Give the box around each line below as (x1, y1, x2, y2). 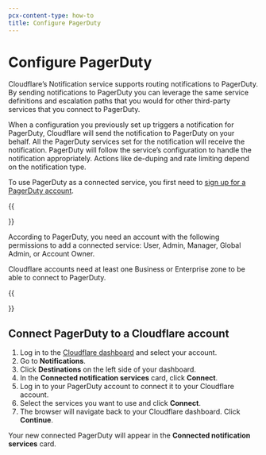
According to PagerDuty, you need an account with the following (8, 232, 220, 242)
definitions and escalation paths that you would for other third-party (8, 96, 231, 106)
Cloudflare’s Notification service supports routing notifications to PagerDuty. (8, 79, 258, 89)
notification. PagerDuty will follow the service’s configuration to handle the (8, 145, 252, 155)
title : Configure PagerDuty (8, 19, 102, 27)
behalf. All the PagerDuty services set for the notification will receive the (8, 137, 245, 147)
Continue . (19, 415, 54, 425)
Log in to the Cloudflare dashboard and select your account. (19, 348, 218, 357)
